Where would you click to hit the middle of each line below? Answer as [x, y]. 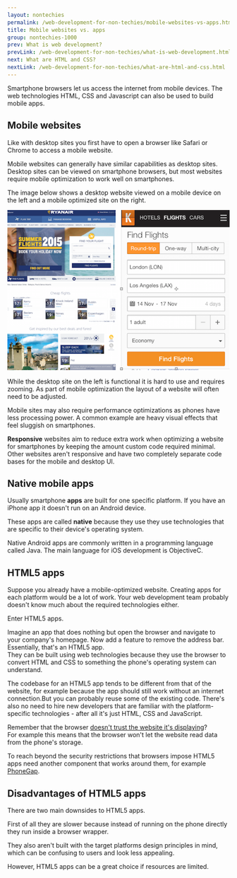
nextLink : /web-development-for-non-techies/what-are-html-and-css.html [116, 67]
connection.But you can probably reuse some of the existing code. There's [116, 699]
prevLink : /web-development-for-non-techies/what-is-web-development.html [120, 52]
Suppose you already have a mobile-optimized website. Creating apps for [114, 590]
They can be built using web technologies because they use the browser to [117, 655]
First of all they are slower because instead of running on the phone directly [117, 824]
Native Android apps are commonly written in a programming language [110, 543]
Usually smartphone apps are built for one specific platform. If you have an [116, 501]
